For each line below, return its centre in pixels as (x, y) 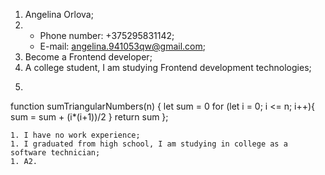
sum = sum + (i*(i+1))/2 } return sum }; (89, 117)
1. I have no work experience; (75, 135)
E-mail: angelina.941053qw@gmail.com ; (122, 46)
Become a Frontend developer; (88, 57)
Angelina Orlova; (59, 14)
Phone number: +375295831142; (107, 35)
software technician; (55, 153)
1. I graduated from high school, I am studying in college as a (149, 144)
